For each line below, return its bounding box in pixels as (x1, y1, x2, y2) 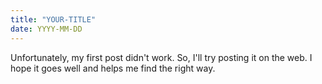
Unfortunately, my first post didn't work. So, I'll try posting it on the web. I (10, 51, 313, 63)
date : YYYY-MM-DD (10, 24, 83, 34)
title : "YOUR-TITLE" (10, 14, 97, 25)
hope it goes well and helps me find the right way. (10, 62, 216, 74)
